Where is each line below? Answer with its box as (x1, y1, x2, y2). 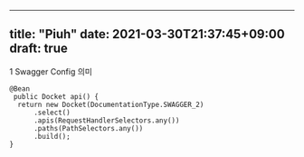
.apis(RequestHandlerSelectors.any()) (33, 115, 180, 125)
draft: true (9, 41, 68, 56)
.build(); (33, 132, 71, 141)
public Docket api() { (13, 92, 100, 101)
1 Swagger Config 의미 (9, 65, 93, 77)
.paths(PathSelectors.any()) (33, 123, 144, 132)
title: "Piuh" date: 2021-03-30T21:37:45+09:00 (9, 26, 285, 42)
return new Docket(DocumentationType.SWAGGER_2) (17, 100, 204, 109)
